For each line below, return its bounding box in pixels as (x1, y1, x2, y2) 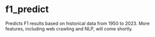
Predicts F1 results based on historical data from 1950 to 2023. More (5, 20, 150, 26)
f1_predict (5, 4, 49, 15)
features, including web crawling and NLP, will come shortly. (5, 25, 133, 31)
